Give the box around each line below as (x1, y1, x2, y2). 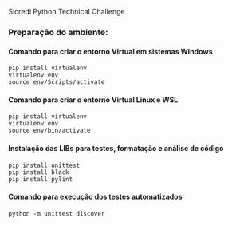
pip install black (8, 168, 69, 176)
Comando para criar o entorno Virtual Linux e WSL (8, 95, 179, 105)
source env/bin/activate (8, 127, 91, 135)
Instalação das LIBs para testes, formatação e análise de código (8, 143, 224, 153)
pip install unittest (8, 161, 81, 169)
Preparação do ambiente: (8, 26, 109, 38)
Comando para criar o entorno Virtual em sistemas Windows (8, 46, 213, 56)
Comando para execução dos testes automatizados (8, 192, 183, 202)
